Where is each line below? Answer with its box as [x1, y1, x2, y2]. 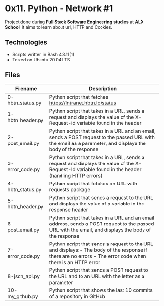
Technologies [5, 39, 48, 47]
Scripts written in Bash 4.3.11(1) [12, 51, 75, 57]
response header [49, 206, 88, 213]
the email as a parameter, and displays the [49, 140, 146, 146]
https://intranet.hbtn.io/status [49, 100, 116, 106]
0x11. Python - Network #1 [5, 3, 113, 14]
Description [89, 85, 117, 92]
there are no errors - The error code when [49, 252, 146, 259]
